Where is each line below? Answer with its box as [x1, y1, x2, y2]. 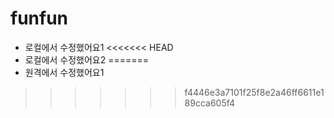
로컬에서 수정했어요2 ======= [24, 53, 149, 66]
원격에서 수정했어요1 [24, 66, 105, 78]
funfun [10, 7, 69, 30]
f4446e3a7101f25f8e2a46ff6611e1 [184, 86, 325, 98]
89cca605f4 [184, 97, 236, 109]
